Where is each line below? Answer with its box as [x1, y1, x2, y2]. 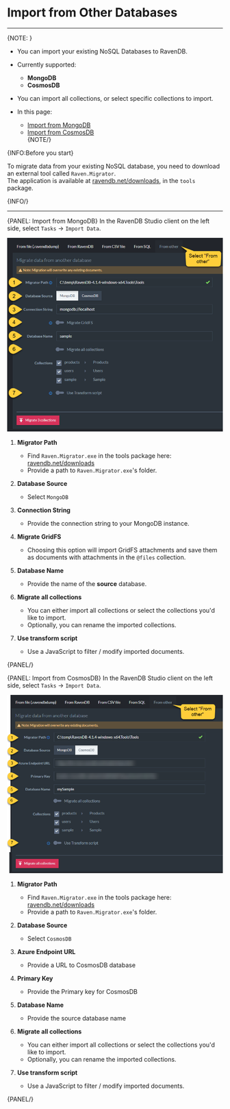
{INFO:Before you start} [7, 149, 74, 157]
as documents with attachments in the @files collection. [27, 553, 186, 561]
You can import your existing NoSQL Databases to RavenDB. [16, 47, 188, 56]
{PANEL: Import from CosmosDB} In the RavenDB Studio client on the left [7, 674, 214, 683]
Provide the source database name [27, 1014, 127, 1022]
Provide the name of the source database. [27, 580, 147, 588]
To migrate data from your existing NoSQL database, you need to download [7, 162, 220, 170]
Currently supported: [16, 60, 77, 69]
